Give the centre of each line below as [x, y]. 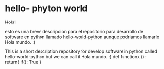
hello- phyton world [46, 9]
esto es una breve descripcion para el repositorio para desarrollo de [74, 31]
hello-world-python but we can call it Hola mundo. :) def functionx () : [76, 56]
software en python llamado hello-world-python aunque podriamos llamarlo [82, 37]
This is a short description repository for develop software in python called [81, 51]
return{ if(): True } [23, 62]
